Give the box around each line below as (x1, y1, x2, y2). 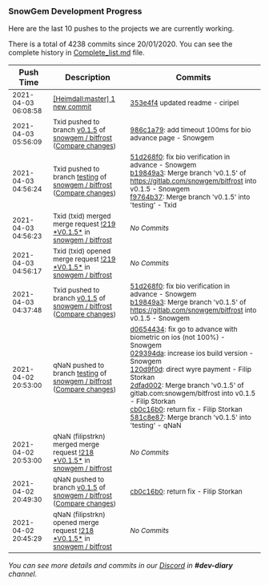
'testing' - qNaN (130, 421, 182, 430)
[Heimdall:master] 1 (53, 95, 116, 103)
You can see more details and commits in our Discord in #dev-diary (8, 561, 234, 571)
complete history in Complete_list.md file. (8, 48, 146, 58)
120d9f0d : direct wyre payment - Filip (130, 365, 252, 374)
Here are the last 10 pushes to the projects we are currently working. (8, 24, 235, 34)
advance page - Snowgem (130, 134, 215, 143)
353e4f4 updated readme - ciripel (130, 99, 239, 107)
